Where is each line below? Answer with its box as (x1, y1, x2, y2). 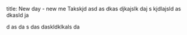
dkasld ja (6, 11, 29, 19)
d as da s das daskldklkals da (6, 24, 80, 30)
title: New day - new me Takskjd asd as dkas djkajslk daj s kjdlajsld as (6, 5, 182, 12)
